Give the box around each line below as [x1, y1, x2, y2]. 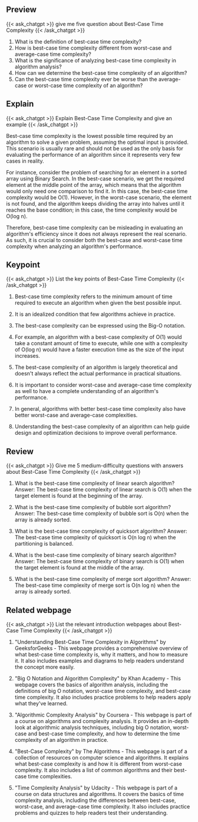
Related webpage [6, 605, 72, 615]
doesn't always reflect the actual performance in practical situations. [14, 370, 181, 377]
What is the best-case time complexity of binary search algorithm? [14, 552, 177, 559]
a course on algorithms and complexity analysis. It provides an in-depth [14, 718, 189, 725]
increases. [14, 352, 40, 359]
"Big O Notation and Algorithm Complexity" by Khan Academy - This [14, 675, 181, 682]
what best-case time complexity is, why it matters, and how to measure [14, 651, 189, 658]
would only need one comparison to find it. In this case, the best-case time [6, 187, 188, 194]
